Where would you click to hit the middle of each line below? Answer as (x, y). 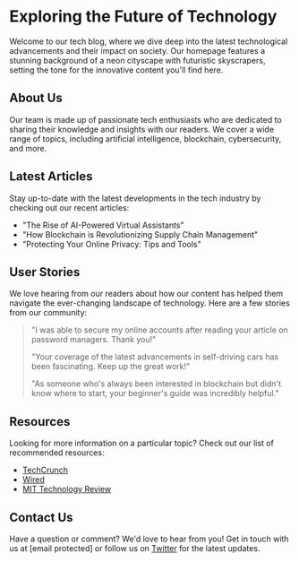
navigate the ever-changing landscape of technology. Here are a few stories (150, 303)
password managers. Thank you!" (94, 340)
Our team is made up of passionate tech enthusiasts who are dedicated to (145, 119)
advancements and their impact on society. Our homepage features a (137, 50)
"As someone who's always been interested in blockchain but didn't (156, 384)
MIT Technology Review (67, 489)
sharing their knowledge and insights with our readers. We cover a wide (142, 129)
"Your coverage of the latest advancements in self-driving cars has (155, 357)
